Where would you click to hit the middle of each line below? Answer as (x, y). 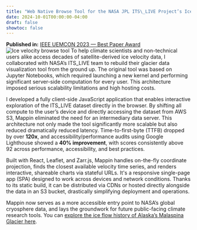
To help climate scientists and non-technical (124, 51)
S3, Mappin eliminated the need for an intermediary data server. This (89, 118)
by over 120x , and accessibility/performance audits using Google (85, 137)
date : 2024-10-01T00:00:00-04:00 (47, 17)
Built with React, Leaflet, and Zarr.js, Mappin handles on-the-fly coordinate (96, 160)
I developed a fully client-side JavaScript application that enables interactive (98, 99)
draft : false (22, 22)
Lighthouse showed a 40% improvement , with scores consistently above (95, 143)
